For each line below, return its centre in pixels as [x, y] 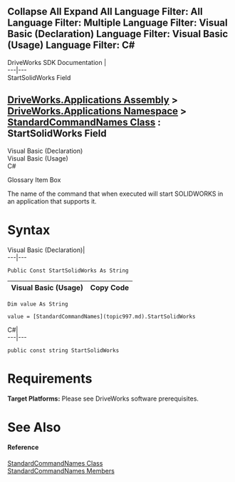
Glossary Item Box [34, 180]
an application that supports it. [52, 201]
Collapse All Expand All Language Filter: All [105, 12]
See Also [34, 427]
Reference [23, 447]
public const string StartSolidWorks [63, 350]
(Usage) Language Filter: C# [71, 45]
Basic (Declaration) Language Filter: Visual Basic [118, 34]
